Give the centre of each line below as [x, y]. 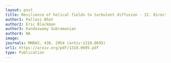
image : [12, 39]
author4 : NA [18, 34]
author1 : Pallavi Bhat [29, 19]
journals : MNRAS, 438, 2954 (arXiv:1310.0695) [55, 43]
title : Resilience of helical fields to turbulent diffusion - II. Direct [86, 15]
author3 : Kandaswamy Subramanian [41, 29]
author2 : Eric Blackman [31, 24]
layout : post [19, 10]
